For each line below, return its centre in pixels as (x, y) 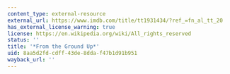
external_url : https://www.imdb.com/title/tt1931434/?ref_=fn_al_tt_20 (115, 20)
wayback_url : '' (31, 60)
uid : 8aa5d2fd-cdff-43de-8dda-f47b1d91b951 (73, 54)
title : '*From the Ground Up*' (53, 47)
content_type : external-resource (57, 14)
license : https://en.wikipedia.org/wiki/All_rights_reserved (99, 33)
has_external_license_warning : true (61, 27)
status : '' (23, 40)
